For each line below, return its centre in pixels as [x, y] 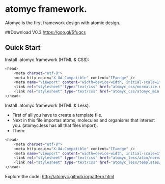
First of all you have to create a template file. [57, 115]
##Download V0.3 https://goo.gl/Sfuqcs [45, 32]
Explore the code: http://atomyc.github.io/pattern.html [60, 176]
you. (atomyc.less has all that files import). [55, 125]
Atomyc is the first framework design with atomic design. [63, 23]
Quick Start [23, 48]
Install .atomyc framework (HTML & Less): [48, 105]
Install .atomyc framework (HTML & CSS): [47, 60]
